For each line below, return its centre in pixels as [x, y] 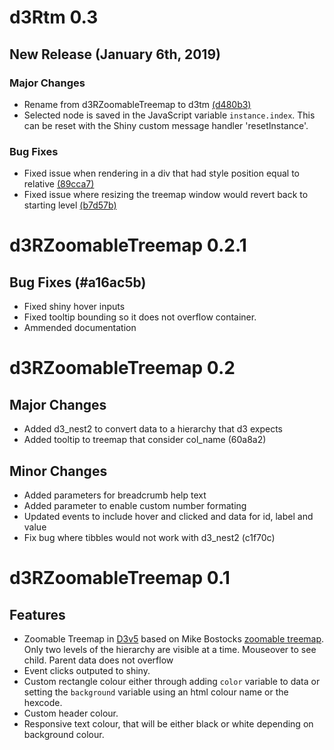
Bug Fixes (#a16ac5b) [78, 282]
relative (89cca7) [59, 184]
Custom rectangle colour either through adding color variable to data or [172, 681]
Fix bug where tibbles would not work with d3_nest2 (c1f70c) [149, 537]
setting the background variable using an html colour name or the [156, 692]
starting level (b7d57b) [70, 205]
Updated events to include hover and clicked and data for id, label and [168, 516]
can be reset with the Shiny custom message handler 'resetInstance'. [166, 125]
